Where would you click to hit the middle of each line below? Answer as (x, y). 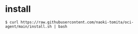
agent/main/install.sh (28, 26)
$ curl (12, 22)
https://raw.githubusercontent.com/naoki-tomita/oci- (77, 22)
